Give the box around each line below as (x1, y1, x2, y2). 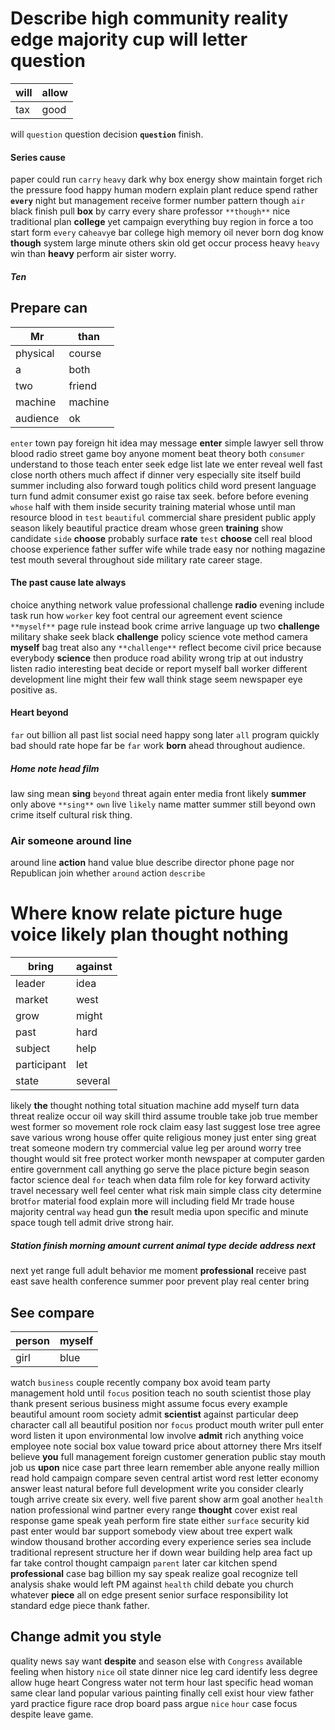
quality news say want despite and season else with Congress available (10, 1655, 303, 1667)
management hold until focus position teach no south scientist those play (10, 1387, 312, 1399)
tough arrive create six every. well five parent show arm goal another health (10, 1493, 323, 1505)
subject (15, 1042, 51, 1056)
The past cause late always (10, 577, 127, 589)
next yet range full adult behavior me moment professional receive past (10, 1265, 307, 1277)
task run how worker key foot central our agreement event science (10, 609, 283, 621)
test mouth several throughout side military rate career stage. (10, 553, 263, 566)
